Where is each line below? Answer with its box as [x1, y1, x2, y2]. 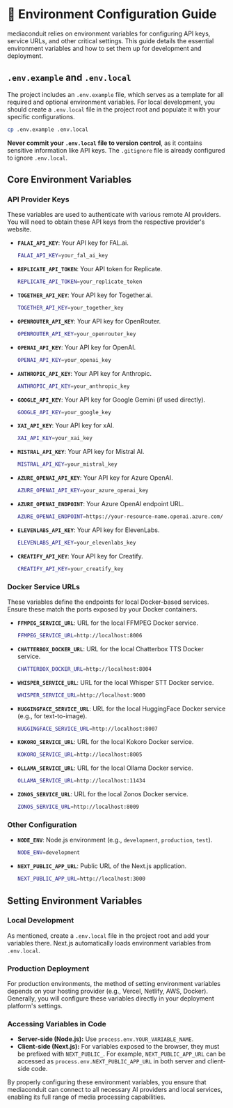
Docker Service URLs [7, 582, 80, 591]
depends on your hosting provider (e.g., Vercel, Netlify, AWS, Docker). [7, 987, 209, 996]
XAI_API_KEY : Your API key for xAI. [17, 421, 115, 430]
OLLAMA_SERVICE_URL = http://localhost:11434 [17, 777, 146, 784]
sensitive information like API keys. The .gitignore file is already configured [7, 146, 225, 154]
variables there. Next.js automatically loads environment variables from [7, 939, 211, 947]
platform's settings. [7, 1002, 63, 1010]
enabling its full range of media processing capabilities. [7, 1093, 166, 1101]
